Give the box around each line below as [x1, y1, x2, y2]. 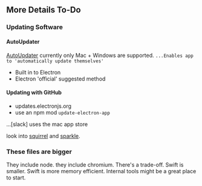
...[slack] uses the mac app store [6, 121, 88, 128]
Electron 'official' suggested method [15, 75, 106, 82]
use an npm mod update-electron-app [15, 108, 110, 116]
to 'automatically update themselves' [6, 58, 104, 64]
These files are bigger [6, 147, 73, 156]
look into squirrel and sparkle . [6, 132, 80, 139]
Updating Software [6, 23, 64, 32]
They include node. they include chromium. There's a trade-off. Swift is [6, 161, 184, 168]
